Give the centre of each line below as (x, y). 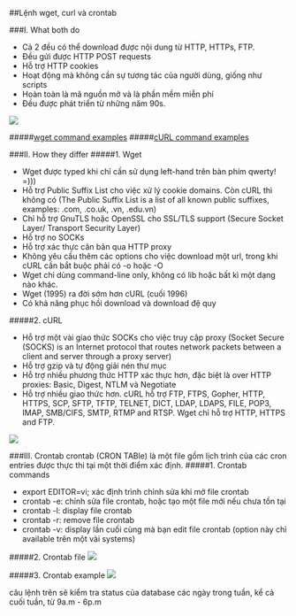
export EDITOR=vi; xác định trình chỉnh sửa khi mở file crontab (135, 492)
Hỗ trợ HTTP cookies (60, 66)
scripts (34, 85)
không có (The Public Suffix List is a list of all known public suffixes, (145, 200)
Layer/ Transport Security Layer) (81, 228)
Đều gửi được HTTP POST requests (87, 56)
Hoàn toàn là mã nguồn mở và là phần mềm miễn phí (118, 94)
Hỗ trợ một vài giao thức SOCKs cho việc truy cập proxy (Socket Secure (153, 337)
